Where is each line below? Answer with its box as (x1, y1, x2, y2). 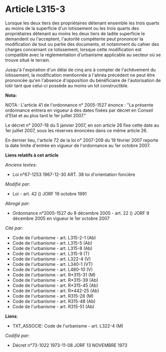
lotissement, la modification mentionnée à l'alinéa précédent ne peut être (5, 72, 156, 78)
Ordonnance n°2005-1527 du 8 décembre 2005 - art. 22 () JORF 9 (12, 210, 150, 216)
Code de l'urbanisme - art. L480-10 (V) (12, 266, 93, 272)
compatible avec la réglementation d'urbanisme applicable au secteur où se (5, 51, 161, 58)
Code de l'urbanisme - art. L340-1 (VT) (12, 261, 93, 267)
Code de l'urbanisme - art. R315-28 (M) (12, 293, 94, 299)
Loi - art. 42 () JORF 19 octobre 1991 (12, 190, 87, 196)
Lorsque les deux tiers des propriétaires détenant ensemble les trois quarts (5, 20, 160, 26)
